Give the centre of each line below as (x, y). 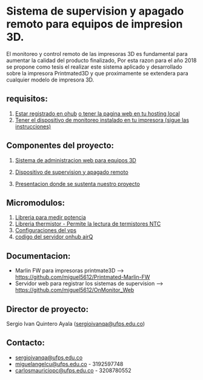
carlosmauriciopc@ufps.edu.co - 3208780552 (73, 370)
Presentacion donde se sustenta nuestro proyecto (78, 184)
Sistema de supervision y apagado (95, 11)
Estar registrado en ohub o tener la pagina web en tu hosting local (97, 113)
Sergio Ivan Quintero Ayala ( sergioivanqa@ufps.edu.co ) (76, 324)
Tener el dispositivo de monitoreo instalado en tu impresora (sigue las (102, 120)
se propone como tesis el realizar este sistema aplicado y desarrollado (95, 67)
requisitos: (27, 99)
